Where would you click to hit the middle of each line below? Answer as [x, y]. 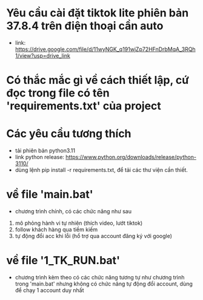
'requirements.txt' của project [84, 106]
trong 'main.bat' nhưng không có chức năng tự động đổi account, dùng [104, 284]
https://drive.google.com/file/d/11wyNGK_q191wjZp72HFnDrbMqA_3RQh [105, 49]
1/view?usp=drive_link [43, 55]
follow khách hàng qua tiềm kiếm [56, 230]
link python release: [40, 157]
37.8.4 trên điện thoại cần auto [85, 26]
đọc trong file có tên [58, 93]
